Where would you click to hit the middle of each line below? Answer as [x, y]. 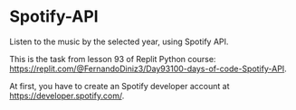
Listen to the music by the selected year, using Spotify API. [119, 41]
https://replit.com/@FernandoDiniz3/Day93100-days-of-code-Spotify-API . [148, 69]
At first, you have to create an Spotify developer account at [119, 86]
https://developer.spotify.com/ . [67, 96]
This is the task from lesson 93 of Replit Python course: [113, 59]
